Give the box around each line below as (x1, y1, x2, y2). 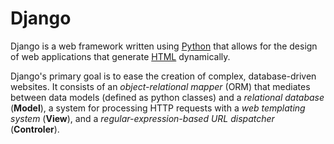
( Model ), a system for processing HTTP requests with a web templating (10, 102, 306, 114)
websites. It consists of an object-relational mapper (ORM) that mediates (10, 80, 311, 92)
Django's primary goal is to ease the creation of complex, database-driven (10, 70, 317, 82)
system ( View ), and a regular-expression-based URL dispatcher (10, 112, 275, 124)
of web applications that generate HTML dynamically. (10, 50, 231, 62)
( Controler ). (10, 123, 60, 135)
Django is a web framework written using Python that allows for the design (10, 40, 318, 52)
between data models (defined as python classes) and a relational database (10, 91, 325, 103)
